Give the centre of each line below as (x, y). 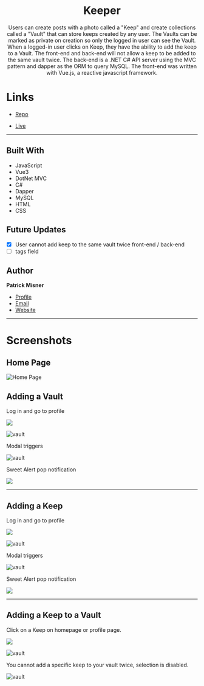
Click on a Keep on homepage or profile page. (64, 629)
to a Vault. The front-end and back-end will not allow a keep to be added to (102, 53)
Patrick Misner (25, 285)
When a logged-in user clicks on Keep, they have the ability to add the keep (102, 47)
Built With (25, 151)
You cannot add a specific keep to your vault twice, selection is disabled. (97, 665)
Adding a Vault (35, 396)
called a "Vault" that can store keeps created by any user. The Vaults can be (102, 33)
